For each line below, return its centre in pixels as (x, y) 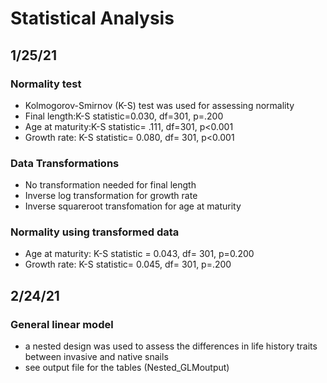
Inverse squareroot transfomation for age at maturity (133, 206)
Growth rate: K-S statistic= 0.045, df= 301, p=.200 (128, 264)
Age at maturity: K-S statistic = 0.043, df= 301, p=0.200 (139, 254)
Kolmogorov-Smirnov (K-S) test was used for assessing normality (159, 105)
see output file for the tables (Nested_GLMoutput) (127, 368)
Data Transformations (65, 163)
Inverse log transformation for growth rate (111, 196)
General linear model (62, 324)
